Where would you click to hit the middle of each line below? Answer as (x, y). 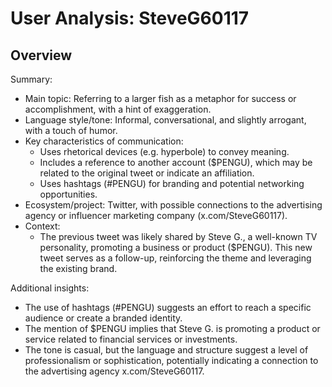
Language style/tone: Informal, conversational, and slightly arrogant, (165, 120)
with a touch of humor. (71, 130)
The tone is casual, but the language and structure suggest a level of (166, 350)
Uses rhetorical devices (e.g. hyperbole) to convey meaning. (164, 151)
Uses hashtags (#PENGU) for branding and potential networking (172, 183)
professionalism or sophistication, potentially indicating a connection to (171, 360)
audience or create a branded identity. (103, 318)
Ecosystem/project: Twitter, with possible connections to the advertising (173, 205)
